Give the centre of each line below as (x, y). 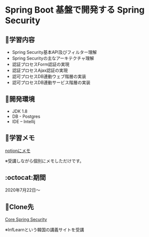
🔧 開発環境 (20, 99)
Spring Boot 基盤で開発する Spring (75, 10)
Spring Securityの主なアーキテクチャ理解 (53, 58)
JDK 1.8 (20, 111)
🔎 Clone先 (19, 207)
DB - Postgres (26, 116)
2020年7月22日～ (23, 190)
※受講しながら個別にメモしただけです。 (44, 161)
